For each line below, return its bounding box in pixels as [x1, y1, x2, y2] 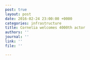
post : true [5, 7, 27, 12]
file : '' [5, 43, 23, 48]
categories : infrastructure [5, 20, 62, 26]
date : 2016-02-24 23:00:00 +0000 [5, 16, 73, 21]
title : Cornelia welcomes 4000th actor [5, 25, 86, 30]
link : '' [5, 39, 23, 44]
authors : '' [5, 30, 29, 35]
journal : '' [5, 35, 29, 40]
